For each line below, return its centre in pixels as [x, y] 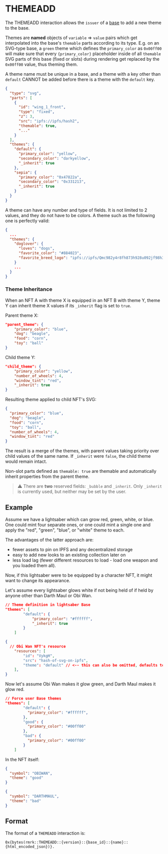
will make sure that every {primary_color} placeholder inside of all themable [83, 54]
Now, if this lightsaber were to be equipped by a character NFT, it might [79, 575]
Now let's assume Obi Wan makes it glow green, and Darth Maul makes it [80, 684]
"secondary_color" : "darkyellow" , [54, 158]
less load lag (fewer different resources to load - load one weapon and [85, 560]
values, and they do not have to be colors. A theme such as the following [80, 215]
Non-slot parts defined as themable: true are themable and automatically [81, 471]
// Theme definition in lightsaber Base [48, 605]
